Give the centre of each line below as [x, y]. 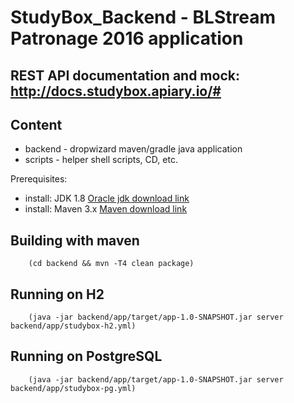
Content [36, 124]
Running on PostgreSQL [86, 356]
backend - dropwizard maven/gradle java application [133, 149]
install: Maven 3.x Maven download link [106, 209]
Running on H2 [57, 294]
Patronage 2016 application [127, 38]
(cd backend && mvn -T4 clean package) [111, 264]
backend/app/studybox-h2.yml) [73, 326]
